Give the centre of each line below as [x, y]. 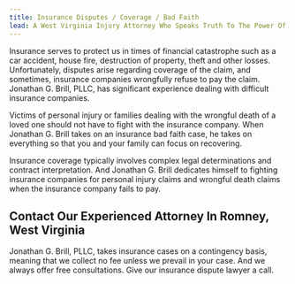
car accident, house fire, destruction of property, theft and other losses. [140, 60]
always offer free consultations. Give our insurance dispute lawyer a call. [141, 270]
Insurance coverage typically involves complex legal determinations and [140, 160]
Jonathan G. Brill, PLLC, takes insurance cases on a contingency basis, [138, 251]
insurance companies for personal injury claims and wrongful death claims [145, 179]
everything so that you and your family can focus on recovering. [126, 143]
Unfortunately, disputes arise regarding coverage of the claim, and [130, 69]
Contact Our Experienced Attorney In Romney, [139, 216]
